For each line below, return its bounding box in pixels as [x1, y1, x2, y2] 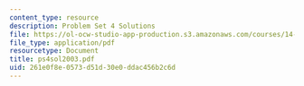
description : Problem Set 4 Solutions [9, 21, 156, 30]
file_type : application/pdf [9, 38, 116, 47]
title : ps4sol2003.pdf [9, 55, 95, 64]
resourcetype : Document [9, 47, 100, 56]
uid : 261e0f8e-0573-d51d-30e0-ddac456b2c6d [9, 64, 176, 73]
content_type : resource [9, 13, 100, 22]
